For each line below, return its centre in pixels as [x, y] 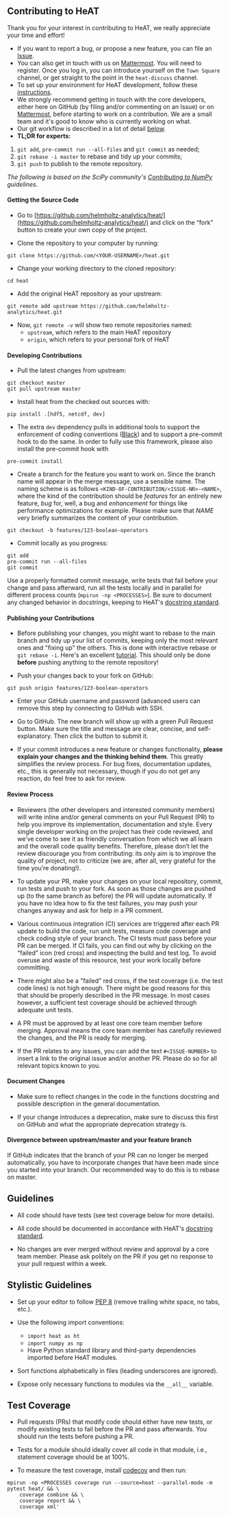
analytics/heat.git [35, 312]
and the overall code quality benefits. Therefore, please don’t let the [113, 846]
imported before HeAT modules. [72, 1357]
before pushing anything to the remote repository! [88, 662]
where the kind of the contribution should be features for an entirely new [119, 496]
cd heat [18, 281]
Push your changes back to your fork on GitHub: [85, 676]
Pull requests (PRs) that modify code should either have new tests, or [115, 1422]
